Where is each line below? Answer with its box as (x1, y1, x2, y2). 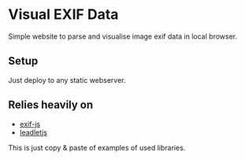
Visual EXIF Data (8, 6, 119, 24)
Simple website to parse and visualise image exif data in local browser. (8, 32, 238, 41)
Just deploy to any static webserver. (8, 75, 126, 84)
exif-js (19, 119, 41, 128)
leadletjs (19, 128, 47, 137)
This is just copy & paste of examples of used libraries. (8, 143, 186, 152)
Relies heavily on (8, 99, 94, 112)
